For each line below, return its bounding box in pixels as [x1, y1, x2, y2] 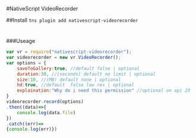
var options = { [6, 59, 46, 66]
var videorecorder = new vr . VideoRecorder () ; [6, 55, 121, 61]
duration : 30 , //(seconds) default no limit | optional [17, 71, 156, 77]
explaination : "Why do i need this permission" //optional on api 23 [17, 87, 191, 94]
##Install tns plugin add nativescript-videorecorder [6, 17, 138, 23]
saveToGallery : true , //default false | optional [17, 65, 140, 71]
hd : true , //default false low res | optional [17, 82, 135, 88]
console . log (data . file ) [17, 109, 76, 115]
